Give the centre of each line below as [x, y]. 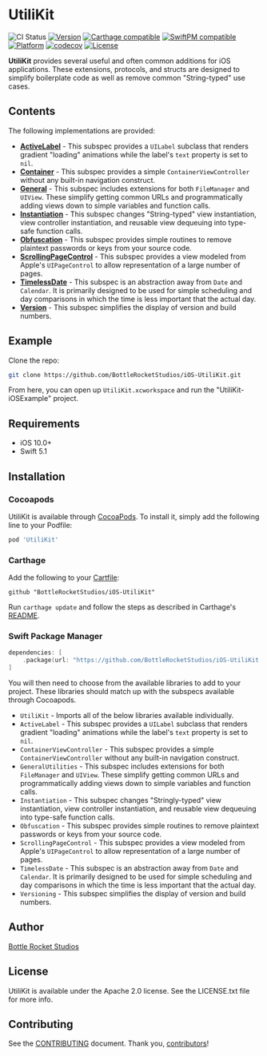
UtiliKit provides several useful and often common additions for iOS [120, 61]
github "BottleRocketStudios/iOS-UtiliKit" [82, 593]
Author [26, 927]
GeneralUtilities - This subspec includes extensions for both [122, 766]
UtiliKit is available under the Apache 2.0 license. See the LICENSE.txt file [129, 990]
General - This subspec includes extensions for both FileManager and [135, 189]
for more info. [31, 999]
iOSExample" [30, 399]
